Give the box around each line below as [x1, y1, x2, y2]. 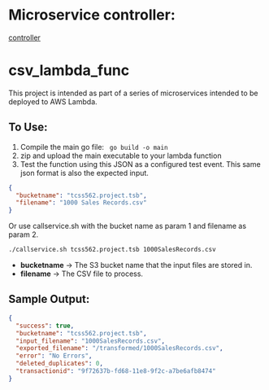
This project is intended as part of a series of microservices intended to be [8, 88, 258, 98]
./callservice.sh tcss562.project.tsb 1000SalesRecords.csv [8, 246, 217, 254]
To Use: [8, 121, 48, 134]
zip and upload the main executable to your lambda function [20, 151, 222, 160]
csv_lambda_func [8, 61, 130, 80]
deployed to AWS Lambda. [8, 96, 98, 107]
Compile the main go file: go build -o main [20, 142, 168, 151]
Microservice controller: [8, 6, 176, 24]
